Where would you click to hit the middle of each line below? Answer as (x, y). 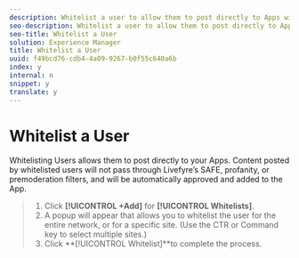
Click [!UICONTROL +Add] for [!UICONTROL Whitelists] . (149, 206)
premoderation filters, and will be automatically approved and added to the (146, 180)
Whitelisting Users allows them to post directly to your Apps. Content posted (149, 160)
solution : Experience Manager (65, 42)
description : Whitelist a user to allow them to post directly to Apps (145, 17)
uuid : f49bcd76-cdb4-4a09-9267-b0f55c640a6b (93, 59)
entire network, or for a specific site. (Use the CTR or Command (161, 225)
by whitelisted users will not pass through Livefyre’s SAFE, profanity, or (139, 170)
